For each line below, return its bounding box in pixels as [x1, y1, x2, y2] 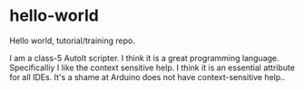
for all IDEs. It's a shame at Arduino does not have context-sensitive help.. [9, 71, 286, 82]
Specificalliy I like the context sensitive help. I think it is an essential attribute [9, 62, 295, 73]
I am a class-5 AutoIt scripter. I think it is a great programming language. [9, 52, 279, 63]
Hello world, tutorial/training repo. [9, 35, 136, 46]
